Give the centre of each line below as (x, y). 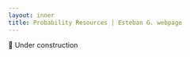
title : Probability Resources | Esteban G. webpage (95, 23)
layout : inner (32, 15)
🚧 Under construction (43, 45)
